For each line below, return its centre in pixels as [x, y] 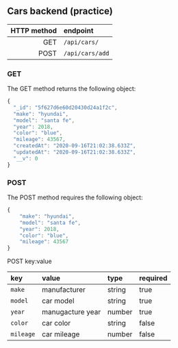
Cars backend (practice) [60, 11]
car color [56, 323]
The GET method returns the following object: [72, 89]
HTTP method [34, 30]
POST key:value [30, 261]
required [153, 278]
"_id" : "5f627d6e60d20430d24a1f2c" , [65, 108]
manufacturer [64, 290]
